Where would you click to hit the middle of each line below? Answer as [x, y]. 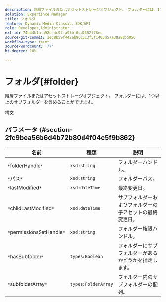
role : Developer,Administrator [37, 28]
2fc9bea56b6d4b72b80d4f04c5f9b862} [70, 138]
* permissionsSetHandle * [37, 232]
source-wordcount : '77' [30, 46]
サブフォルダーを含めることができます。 [55, 102]
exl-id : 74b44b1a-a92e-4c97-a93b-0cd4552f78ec [54, 33]
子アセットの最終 [138, 212]
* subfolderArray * [28, 284]
